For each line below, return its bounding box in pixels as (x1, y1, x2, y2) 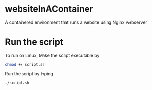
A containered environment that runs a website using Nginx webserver (5, 19, 148, 25)
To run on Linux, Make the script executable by (5, 53, 100, 58)
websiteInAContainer (5, 3, 93, 15)
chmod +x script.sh (5, 62, 45, 67)
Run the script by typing (5, 71, 54, 76)
